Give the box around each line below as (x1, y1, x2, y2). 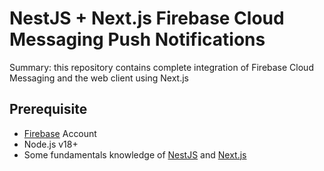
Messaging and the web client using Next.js (9, 72, 189, 84)
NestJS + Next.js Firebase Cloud (9, 7, 285, 30)
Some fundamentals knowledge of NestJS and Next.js (23, 148, 247, 161)
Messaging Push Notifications (9, 28, 266, 51)
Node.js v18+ (23, 138, 79, 150)
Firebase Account (23, 127, 97, 139)
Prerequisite (9, 101, 88, 118)
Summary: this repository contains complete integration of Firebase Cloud (9, 61, 314, 73)
